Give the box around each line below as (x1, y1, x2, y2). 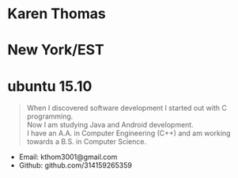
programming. (26, 112, 74, 121)
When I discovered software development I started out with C (26, 104, 227, 113)
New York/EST (7, 41, 104, 59)
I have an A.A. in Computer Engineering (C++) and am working (26, 128, 231, 138)
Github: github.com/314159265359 (18, 161, 132, 170)
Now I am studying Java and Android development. (26, 120, 195, 130)
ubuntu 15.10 (7, 77, 93, 95)
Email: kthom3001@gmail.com (18, 152, 118, 162)
